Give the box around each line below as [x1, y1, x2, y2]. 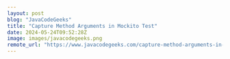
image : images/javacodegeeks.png [7, 35, 103, 42]
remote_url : [7, 41, 41, 48]
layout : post [7, 9, 44, 17]
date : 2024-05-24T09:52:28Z [7, 28, 88, 36]
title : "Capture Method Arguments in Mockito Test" [7, 22, 157, 29]
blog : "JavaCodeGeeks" [7, 16, 72, 23]
